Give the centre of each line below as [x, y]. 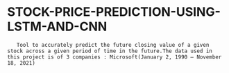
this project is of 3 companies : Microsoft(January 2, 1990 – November [114, 57]
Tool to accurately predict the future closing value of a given [113, 45]
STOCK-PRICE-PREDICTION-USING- [114, 12]
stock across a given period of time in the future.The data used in [110, 51]
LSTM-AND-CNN [57, 27]
